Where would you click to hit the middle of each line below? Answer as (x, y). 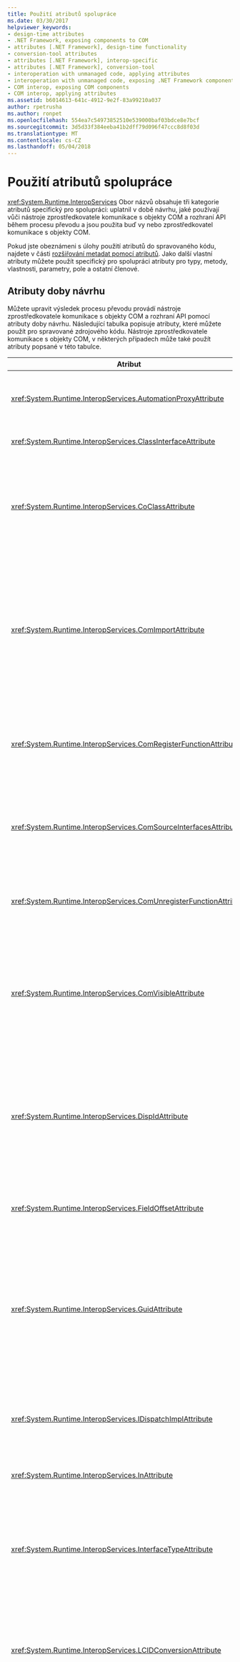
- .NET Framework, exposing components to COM (78, 41)
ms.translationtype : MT (43, 134)
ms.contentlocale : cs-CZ (44, 140)
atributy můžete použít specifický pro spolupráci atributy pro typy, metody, (118, 261)
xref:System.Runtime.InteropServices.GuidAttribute (97, 1309)
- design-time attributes (46, 34)
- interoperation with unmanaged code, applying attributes (99, 74)
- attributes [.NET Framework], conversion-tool (81, 67)
